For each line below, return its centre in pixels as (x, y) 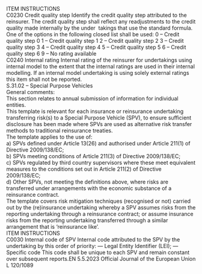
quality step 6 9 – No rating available (51, 53)
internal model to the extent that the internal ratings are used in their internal (101, 66)
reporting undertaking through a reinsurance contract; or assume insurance (100, 214)
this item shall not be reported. (44, 79)
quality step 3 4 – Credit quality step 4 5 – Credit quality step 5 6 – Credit (96, 47)
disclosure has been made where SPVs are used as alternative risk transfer (99, 124)
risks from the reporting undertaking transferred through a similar (87, 220)
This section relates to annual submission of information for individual (92, 98)
